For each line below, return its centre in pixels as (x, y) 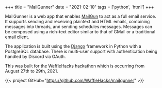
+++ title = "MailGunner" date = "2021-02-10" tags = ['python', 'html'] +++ (80, 7)
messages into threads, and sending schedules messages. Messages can (79, 27)
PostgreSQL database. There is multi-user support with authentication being (81, 51)
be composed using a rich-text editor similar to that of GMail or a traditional (80, 32)
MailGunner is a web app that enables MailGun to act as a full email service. (81, 16)
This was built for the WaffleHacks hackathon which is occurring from (75, 66)
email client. (17, 37)
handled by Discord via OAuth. (36, 57)
